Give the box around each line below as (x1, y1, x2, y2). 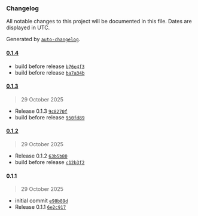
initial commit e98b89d (14, 197, 68, 204)
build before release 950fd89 (14, 113, 85, 121)
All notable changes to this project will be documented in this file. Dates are (6, 18, 193, 25)
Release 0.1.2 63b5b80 (14, 152, 68, 159)
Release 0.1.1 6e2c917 (14, 203, 66, 211)
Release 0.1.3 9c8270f (14, 107, 68, 115)
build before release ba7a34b (14, 69, 85, 76)
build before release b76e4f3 (14, 63, 85, 70)
